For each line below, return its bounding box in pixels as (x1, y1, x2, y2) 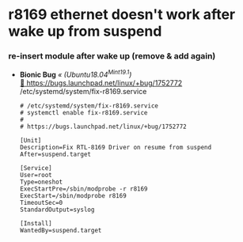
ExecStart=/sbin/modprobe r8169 (19, 192, 127, 200)
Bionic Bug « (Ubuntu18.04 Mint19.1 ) (19, 69, 132, 80)
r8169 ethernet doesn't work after (8, 6, 236, 24)
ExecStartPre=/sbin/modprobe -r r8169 (19, 185, 148, 193)
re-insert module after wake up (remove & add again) (8, 51, 216, 62)
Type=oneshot (19, 178, 63, 187)
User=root (19, 172, 53, 180)
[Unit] (19, 137, 42, 145)
